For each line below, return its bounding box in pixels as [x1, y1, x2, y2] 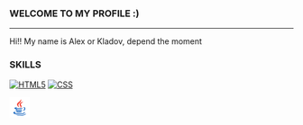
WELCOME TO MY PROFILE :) [9, 7, 140, 20]
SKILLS [9, 58, 42, 71]
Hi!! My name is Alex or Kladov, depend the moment [9, 36, 203, 47]
